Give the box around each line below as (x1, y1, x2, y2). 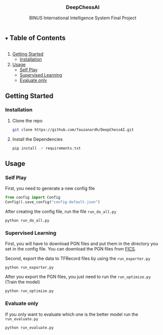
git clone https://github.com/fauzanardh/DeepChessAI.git (12, 127, 134, 132)
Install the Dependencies (12, 136, 63, 142)
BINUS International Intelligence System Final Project (29, 15, 136, 21)
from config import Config (5, 195, 61, 200)
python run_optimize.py (5, 289, 54, 293)
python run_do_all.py (5, 218, 50, 223)
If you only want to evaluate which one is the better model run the (5, 311, 138, 317)
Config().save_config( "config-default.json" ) (5, 200, 100, 205)
